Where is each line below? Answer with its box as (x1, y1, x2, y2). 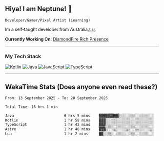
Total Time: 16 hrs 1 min (5, 104, 58, 109)
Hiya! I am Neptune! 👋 (5, 5, 72, 13)
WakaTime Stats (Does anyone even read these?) (5, 82, 158, 91)
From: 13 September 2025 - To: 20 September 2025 (5, 96, 108, 101)
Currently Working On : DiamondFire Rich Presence (5, 36, 109, 42)
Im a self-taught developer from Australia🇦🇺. (5, 26, 97, 32)
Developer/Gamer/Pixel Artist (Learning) (5, 18, 91, 22)
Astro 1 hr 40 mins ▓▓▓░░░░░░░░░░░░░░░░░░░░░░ (5, 127, 154, 132)
